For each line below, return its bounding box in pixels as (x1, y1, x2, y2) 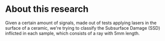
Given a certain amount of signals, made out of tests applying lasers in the (5, 20, 157, 26)
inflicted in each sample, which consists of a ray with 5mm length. (5, 30, 140, 36)
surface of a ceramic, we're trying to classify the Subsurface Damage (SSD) (5, 25, 161, 31)
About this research (5, 3, 89, 15)
